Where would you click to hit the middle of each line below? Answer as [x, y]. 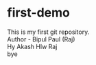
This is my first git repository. [48, 32]
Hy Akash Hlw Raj [32, 46]
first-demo [38, 13]
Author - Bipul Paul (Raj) [41, 39]
